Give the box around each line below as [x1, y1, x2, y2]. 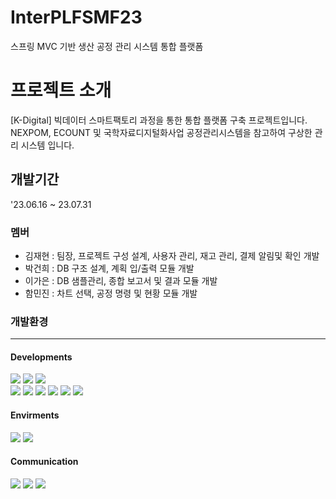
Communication [10, 456, 79, 468]
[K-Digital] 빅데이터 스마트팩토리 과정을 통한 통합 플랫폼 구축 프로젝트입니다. [10, 114, 308, 126]
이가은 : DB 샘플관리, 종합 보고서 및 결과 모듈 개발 [24, 274, 218, 286]
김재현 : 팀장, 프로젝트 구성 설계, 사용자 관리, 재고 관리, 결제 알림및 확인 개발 [24, 249, 320, 261]
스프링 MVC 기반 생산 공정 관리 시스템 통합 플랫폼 [10, 40, 204, 52]
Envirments [10, 409, 60, 421]
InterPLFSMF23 [10, 6, 143, 29]
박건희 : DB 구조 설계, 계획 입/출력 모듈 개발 [24, 262, 195, 274]
